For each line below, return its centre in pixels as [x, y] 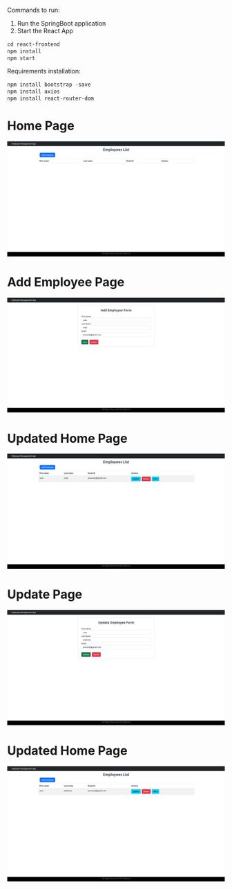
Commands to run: [33, 10]
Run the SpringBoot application [61, 23]
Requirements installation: [44, 71]
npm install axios [33, 91]
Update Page [45, 595]
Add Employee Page [66, 282]
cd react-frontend [33, 44]
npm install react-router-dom [51, 98]
